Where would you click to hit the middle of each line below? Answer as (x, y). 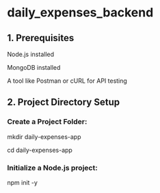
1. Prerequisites (41, 38)
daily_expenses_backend (80, 13)
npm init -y (22, 182)
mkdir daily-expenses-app (44, 137)
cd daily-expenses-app (40, 150)
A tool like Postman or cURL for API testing (67, 81)
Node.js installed (31, 54)
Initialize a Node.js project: (52, 168)
